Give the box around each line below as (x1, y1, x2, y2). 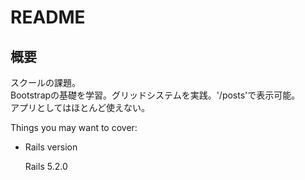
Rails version (24, 141, 78, 153)
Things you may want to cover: (10, 122, 138, 133)
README (10, 6, 86, 29)
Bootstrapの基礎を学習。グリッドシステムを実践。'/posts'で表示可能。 (10, 89, 301, 101)
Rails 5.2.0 (24, 161, 68, 172)
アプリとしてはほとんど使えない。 (10, 102, 150, 113)
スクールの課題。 (10, 77, 81, 88)
